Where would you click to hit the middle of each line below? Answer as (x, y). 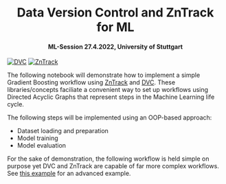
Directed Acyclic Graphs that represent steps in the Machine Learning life (111, 97)
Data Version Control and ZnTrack (115, 13)
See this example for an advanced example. (69, 174)
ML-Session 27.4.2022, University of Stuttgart (115, 47)
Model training (37, 138)
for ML (115, 27)
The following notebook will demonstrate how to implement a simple (104, 75)
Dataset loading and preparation (63, 131)
